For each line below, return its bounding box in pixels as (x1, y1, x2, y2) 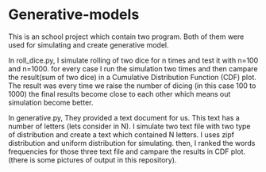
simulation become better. (8, 97, 94, 107)
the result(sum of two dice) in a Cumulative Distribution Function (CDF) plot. (8, 72, 256, 82)
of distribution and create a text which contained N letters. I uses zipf (8, 129, 235, 140)
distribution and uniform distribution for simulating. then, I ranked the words (8, 138, 256, 147)
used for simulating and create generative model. (8, 40, 169, 49)
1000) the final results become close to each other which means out (8, 89, 231, 98)
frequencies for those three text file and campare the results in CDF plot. (8, 147, 246, 156)
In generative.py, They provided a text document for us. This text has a (8, 113, 240, 122)
